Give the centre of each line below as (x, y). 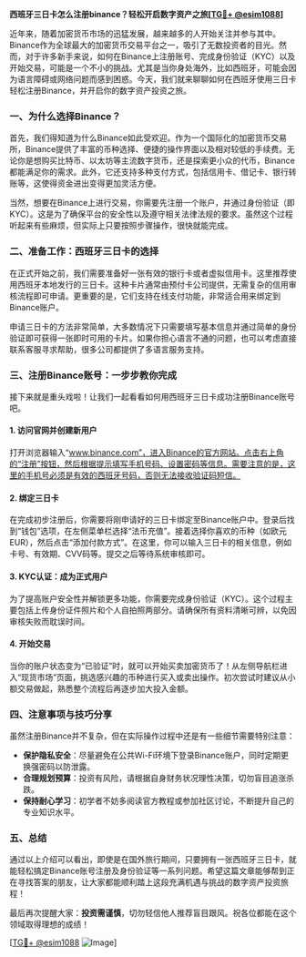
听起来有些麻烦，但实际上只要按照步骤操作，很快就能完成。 (121, 226)
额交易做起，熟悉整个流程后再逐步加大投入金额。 (101, 688)
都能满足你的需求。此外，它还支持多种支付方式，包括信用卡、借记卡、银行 (149, 172)
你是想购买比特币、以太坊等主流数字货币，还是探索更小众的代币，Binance (156, 161)
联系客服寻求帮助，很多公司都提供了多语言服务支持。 (109, 349)
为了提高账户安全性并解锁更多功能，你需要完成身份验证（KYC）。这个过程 (147, 598)
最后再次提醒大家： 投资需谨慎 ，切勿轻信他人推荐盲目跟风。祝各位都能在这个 (153, 913)
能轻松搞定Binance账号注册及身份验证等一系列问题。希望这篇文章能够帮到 (148, 871)
